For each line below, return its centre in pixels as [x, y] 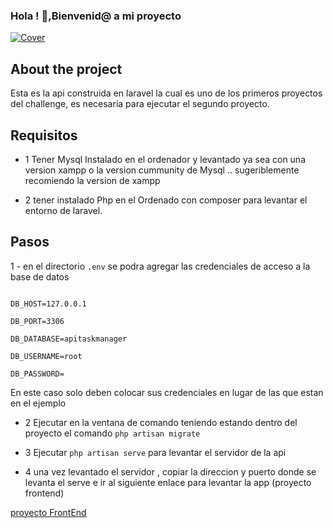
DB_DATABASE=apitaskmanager [69, 339]
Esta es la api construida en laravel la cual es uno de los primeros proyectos [166, 93]
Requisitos [44, 135]
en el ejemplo [38, 403]
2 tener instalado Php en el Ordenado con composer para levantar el [166, 200]
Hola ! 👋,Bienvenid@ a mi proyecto [96, 16]
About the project [66, 69]
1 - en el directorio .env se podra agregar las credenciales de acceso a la [160, 266]
